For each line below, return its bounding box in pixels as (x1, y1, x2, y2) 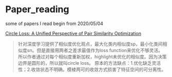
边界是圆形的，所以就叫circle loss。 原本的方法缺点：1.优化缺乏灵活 (17, 60, 161, 66)
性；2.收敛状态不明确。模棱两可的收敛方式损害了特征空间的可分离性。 (17, 66, 166, 72)
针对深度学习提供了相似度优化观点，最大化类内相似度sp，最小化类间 (17, 41, 163, 47)
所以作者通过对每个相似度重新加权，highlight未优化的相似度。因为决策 (17, 54, 167, 60)
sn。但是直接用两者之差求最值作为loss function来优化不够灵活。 (27, 47, 163, 53)
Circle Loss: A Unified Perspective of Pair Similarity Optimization (5, 30, 141, 36)
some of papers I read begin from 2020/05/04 (5, 20, 104, 27)
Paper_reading (5, 4, 69, 15)
